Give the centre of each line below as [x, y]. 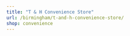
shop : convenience [30, 23]
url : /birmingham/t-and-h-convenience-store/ [65, 18]
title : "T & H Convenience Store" [50, 12]
